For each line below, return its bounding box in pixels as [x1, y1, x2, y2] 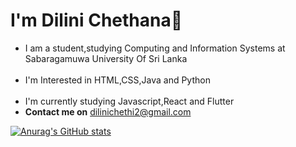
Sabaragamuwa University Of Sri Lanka [24, 52, 188, 64]
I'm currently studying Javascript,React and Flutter [24, 95, 235, 107]
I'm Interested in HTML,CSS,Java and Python [24, 74, 211, 86]
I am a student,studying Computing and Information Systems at [24, 42, 286, 54]
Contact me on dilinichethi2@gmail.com [24, 105, 192, 118]
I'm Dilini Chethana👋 [10, 9, 183, 32]
